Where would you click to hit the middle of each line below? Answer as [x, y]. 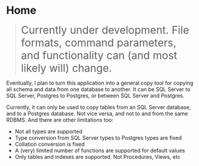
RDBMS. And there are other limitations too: [60, 119]
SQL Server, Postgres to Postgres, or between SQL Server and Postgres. [95, 96]
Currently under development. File [105, 30]
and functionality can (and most [99, 55]
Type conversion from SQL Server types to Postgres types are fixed [98, 137]
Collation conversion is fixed [50, 144]
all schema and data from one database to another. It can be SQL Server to [98, 89]
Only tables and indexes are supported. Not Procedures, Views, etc [98, 156]
